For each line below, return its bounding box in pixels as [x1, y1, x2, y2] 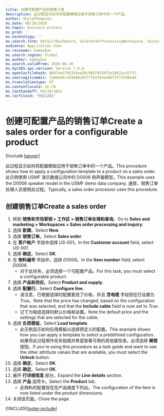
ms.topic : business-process [5, 25, 63, 30]
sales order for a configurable [5, 126, 128, 138]
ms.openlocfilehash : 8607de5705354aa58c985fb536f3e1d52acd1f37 [5, 71, 137, 76]
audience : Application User [5, 43, 63, 48]
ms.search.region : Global [5, 52, 58, 58]
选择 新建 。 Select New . [12, 227, 60, 233]
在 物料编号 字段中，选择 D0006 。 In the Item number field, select [12, 257, 145, 262]
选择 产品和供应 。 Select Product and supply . [12, 279, 104, 285]
